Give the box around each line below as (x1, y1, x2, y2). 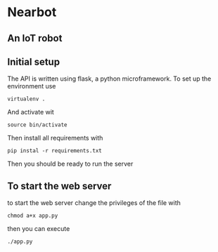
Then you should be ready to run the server (7, 159, 134, 168)
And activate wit (7, 108, 54, 117)
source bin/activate (7, 121, 68, 128)
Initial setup (7, 55, 60, 67)
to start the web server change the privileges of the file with (7, 199, 181, 207)
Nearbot (7, 4, 57, 20)
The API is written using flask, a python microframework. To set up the (7, 74, 212, 83)
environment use (7, 82, 56, 91)
